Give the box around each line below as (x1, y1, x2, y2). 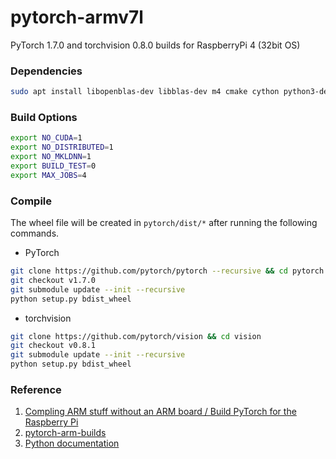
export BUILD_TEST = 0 (10, 161, 97, 171)
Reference (10, 383, 62, 396)
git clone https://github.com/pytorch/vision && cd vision (10, 331, 262, 341)
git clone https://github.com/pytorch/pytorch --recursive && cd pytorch (10, 266, 325, 276)
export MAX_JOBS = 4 (10, 170, 87, 180)
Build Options (10, 111, 78, 125)
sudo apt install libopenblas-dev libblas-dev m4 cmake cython (10, 87, 280, 97)
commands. (10, 227, 60, 240)
